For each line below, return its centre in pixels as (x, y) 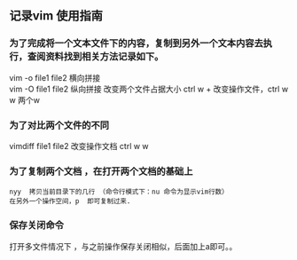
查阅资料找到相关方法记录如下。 (95, 57)
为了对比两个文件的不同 (59, 125)
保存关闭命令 (37, 225)
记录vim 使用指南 (56, 16)
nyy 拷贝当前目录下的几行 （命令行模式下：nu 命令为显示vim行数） (119, 192)
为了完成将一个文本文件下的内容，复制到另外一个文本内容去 (137, 43)
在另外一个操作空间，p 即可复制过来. (70, 201)
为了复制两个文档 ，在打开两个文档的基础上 (101, 171)
